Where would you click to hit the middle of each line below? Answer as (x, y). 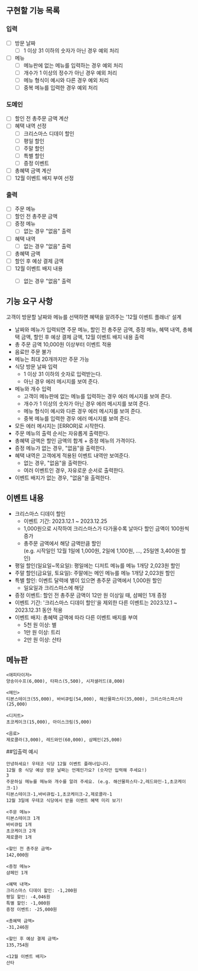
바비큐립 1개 (19, 825)
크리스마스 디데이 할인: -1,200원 (42, 891)
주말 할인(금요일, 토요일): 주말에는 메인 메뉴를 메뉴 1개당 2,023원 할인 (95, 573)
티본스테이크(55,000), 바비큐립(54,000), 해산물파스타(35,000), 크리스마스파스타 (95, 699)
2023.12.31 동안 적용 (39, 610)
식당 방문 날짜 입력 (36, 366)
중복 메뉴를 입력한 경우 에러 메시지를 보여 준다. (77, 418)
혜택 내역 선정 (30, 126)
